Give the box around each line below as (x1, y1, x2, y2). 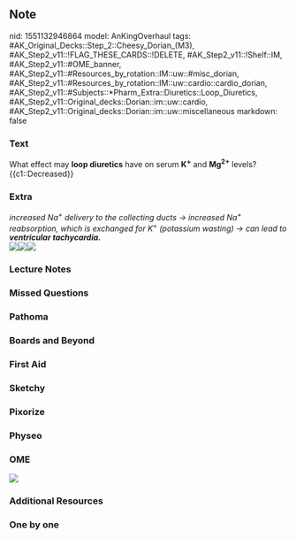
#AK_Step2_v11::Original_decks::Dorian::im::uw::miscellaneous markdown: (9, 105, 278, 116)
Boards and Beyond (9, 335, 95, 347)
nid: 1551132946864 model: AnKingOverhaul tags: (9, 30, 192, 41)
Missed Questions (9, 287, 89, 299)
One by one (9, 518, 60, 530)
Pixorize (9, 405, 46, 418)
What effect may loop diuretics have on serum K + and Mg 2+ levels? (9, 158, 257, 169)
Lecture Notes (9, 263, 72, 275)
